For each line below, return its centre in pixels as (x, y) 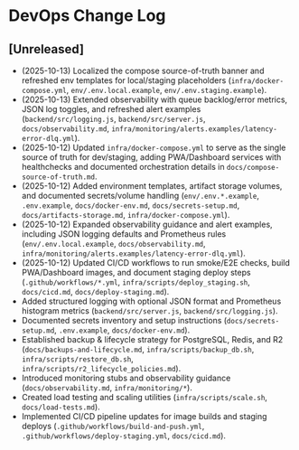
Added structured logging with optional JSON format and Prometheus (151, 301)
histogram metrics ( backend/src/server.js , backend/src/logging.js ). (149, 311)
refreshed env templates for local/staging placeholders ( (126, 80)
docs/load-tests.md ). (61, 407)
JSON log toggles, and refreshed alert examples (111, 109)
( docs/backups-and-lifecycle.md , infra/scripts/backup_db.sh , (138, 349)
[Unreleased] (47, 49)
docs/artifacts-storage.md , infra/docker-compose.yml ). (126, 215)
